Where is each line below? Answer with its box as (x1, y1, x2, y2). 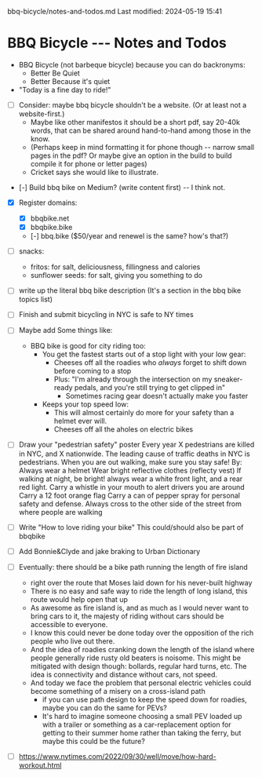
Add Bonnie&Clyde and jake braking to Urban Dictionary (18, 546, 201, 556)
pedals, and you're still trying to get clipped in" (74, 383, 226, 392)
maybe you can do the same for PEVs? (42, 702, 168, 713)
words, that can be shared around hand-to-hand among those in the (30, 126, 252, 135)
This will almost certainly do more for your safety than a (53, 408, 235, 418)
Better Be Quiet (30, 68, 80, 78)
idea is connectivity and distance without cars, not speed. (30, 669, 217, 679)
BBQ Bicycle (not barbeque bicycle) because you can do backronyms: (18, 60, 246, 69)
